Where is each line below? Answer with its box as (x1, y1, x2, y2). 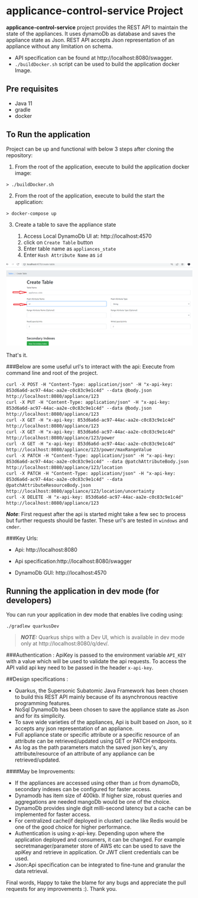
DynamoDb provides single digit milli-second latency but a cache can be (14, 805, 191, 812)
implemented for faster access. (14, 811, 91, 818)
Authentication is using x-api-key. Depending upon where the (14, 830, 165, 837)
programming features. (14, 700, 71, 707)
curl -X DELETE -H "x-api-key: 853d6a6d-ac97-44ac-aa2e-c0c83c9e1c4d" (6, 494, 184, 500)
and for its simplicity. (14, 712, 66, 719)
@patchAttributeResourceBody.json (6, 482, 92, 488)
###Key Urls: (6, 534, 38, 542)
